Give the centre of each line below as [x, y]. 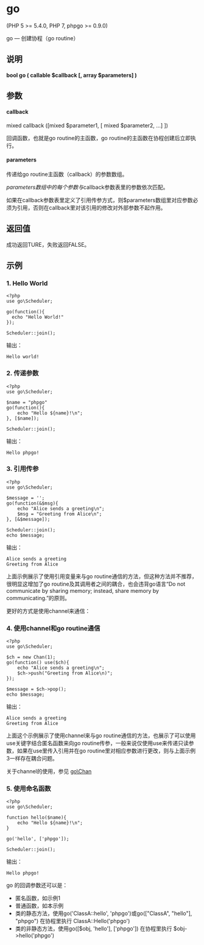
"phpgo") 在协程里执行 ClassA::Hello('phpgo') [72, 921]
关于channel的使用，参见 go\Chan [49, 771]
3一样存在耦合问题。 [32, 759]
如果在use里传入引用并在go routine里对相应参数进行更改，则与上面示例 [106, 751]
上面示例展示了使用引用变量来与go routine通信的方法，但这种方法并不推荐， [102, 576]
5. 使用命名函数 [29, 789]
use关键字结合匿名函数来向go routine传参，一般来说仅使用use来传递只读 [97, 743]
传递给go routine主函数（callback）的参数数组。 [67, 174]
